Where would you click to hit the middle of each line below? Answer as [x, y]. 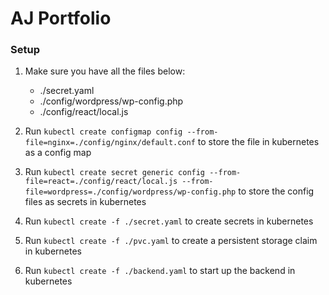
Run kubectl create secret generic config [115, 172]
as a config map [58, 153]
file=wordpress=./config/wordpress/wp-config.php [130, 192]
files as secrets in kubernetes [85, 202]
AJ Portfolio [61, 18]
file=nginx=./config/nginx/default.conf [110, 143]
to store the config [276, 191]
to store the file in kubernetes [258, 142]
